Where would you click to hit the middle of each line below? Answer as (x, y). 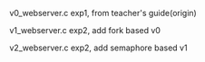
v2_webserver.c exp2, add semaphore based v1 (98, 48)
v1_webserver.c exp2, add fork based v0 (85, 30)
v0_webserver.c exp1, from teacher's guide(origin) (103, 13)
